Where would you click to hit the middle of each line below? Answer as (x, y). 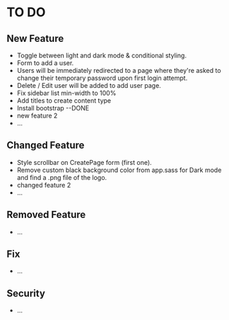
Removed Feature (46, 215)
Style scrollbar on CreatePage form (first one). (84, 162)
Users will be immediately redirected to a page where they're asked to (119, 70)
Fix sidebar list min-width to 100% (66, 93)
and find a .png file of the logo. (62, 177)
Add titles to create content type (64, 101)
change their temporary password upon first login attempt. (102, 78)
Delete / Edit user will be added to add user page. (89, 85)
